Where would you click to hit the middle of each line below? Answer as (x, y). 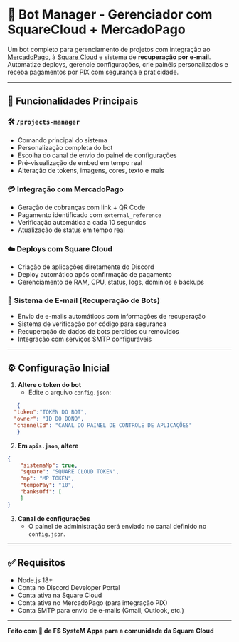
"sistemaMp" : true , (49, 465)
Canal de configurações (54, 518)
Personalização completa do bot (65, 147)
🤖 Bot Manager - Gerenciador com (110, 15)
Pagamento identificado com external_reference (89, 215)
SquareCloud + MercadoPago (97, 30)
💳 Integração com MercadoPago (65, 189)
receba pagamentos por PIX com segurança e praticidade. (93, 72)
